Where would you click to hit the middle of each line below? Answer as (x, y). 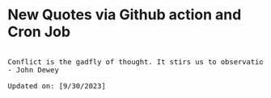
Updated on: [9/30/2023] (57, 86)
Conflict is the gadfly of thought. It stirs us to (112, 61)
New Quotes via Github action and (125, 15)
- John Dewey (34, 69)
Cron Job (39, 32)
